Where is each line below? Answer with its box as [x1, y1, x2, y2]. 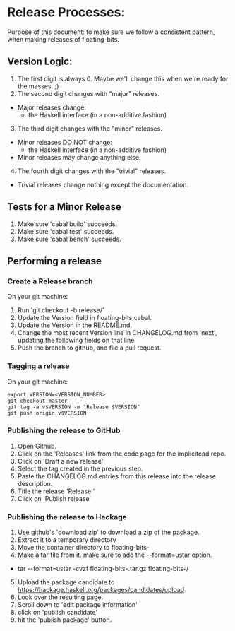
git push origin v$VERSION [7, 409, 87, 417]
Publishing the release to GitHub [7, 425, 121, 435]
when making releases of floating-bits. [7, 35, 120, 43]
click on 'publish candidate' [17, 608, 98, 617]
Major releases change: [17, 103, 87, 112]
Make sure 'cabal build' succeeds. [17, 220, 118, 228]
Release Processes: [7, 4, 126, 20]
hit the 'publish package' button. [17, 615, 112, 624]
